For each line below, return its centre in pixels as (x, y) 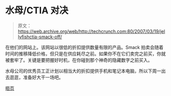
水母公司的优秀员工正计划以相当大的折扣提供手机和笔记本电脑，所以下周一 (83, 71)
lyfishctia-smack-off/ (40, 37)
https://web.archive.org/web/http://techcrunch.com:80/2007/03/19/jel (91, 31)
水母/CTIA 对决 (37, 10)
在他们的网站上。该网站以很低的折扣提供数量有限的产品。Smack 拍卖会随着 (84, 47)
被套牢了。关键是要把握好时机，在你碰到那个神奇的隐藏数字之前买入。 (79, 60)
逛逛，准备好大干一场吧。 (36, 77)
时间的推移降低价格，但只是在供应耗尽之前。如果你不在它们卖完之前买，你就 (85, 54)
